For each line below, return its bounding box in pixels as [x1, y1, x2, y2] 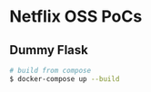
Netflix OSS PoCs [9, 6, 143, 27]
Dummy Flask [9, 42, 88, 58]
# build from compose [9, 66, 92, 75]
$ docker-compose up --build [9, 74, 120, 83]
